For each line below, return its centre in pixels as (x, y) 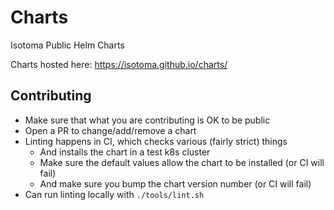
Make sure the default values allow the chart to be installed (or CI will (182, 162)
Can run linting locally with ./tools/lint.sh (114, 194)
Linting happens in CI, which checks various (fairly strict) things (156, 141)
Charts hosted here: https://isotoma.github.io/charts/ (119, 64)
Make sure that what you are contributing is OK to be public (147, 120)
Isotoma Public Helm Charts (67, 45)
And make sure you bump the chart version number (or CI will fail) (175, 183)
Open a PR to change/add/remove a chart (110, 130)
